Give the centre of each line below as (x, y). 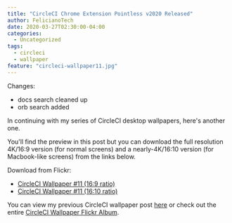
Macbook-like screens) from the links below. (71, 156)
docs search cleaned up (52, 100)
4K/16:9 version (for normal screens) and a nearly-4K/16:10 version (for (111, 149)
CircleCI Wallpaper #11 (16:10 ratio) (67, 191)
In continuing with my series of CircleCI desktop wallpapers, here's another (116, 121)
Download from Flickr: (39, 170)
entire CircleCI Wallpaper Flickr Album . (63, 212)
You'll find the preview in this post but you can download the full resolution (115, 142)
